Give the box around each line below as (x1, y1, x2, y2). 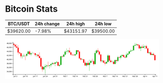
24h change (35, 21, 60, 27)
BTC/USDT (8, 21, 30, 27)
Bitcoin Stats (5, 3, 58, 15)
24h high (66, 21, 85, 27)
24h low (94, 21, 112, 27)
